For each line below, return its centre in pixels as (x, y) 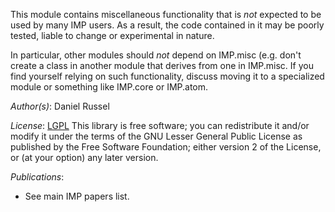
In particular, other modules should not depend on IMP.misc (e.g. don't (156, 55)
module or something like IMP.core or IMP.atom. (109, 87)
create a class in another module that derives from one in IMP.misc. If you (162, 65)
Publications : (37, 177)
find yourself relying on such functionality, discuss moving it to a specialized (167, 76)
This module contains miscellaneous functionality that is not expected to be (166, 14)
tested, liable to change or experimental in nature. (112, 35)
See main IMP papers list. (77, 196)
